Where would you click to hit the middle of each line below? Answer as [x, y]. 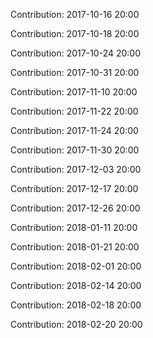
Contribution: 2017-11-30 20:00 [75, 150]
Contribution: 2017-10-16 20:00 [75, 14]
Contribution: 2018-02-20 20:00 [76, 324]
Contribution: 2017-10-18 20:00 [75, 33]
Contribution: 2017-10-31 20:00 [75, 72]
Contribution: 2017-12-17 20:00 [74, 188]
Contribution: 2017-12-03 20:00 [76, 169]
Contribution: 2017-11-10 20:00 [74, 92]
